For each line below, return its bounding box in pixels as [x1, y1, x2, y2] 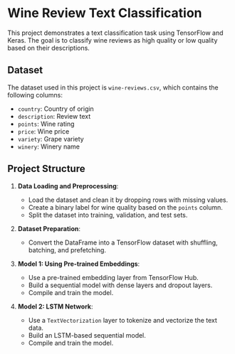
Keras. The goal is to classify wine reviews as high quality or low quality [7, 36, 218, 44]
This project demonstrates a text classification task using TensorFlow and [7, 28, 224, 37]
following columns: [7, 90, 63, 99]
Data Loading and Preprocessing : [17, 181, 119, 190]
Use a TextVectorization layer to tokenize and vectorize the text [28, 316, 217, 324]
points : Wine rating [17, 119, 75, 128]
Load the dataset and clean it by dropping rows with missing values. [28, 195, 229, 204]
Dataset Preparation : [17, 224, 80, 232]
